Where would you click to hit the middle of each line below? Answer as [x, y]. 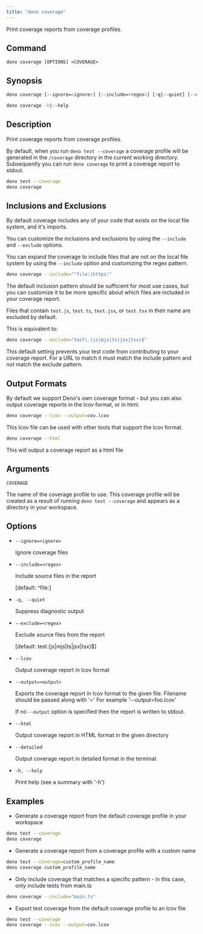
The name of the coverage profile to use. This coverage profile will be [93, 494]
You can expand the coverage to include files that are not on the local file [97, 257]
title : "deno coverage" [36, 12]
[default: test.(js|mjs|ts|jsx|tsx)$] [56, 647]
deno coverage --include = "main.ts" [51, 896]
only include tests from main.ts [53, 885]
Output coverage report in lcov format [62, 670]
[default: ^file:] [33, 588]
